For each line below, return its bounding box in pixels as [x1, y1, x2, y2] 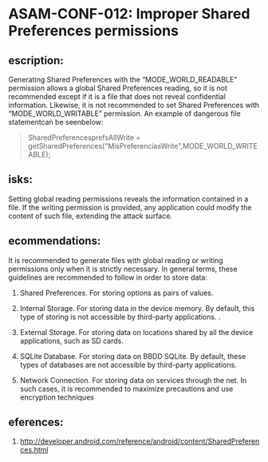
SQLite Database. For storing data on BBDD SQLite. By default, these [19, 351, 246, 360]
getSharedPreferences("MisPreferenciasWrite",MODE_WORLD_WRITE [27, 141, 258, 150]
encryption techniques [19, 392, 94, 402]
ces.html [19, 445, 49, 455]
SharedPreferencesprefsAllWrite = [27, 133, 141, 142]
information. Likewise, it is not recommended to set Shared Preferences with [8, 101, 260, 110]
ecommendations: [8, 234, 101, 248]
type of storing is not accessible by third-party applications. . [19, 312, 221, 321]
